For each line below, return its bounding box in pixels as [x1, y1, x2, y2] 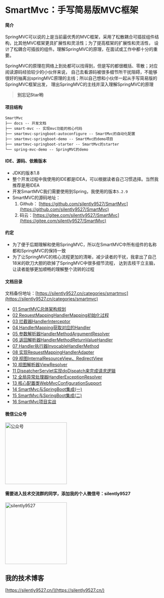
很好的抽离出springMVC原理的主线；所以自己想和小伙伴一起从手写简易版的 [5, 75, 158, 81]
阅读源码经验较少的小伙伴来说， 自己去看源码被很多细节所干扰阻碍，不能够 [5, 69, 158, 75]
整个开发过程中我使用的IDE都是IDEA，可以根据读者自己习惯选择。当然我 [12, 176, 159, 182]
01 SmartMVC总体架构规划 [12, 306, 66, 312]
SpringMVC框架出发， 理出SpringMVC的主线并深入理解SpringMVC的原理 [5, 81, 154, 87]
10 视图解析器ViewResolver [12, 361, 67, 368]
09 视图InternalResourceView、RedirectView [12, 356, 103, 361]
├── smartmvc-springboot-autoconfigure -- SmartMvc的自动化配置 [5, 131, 135, 136]
